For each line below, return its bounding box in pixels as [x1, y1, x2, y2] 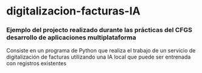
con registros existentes [6, 60, 67, 67]
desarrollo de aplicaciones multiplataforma [6, 33, 136, 42]
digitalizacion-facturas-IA [6, 4, 141, 18]
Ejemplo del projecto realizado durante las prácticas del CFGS [6, 26, 193, 34]
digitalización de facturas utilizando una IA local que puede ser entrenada [6, 53, 191, 61]
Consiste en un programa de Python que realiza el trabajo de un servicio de [6, 47, 196, 54]
